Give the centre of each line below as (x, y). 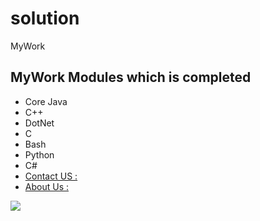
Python (39, 154)
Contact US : (51, 176)
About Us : (46, 186)
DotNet (39, 123)
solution (45, 18)
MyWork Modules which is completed (131, 77)
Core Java (46, 101)
